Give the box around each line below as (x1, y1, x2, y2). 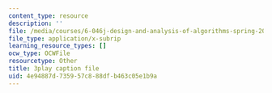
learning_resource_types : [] (8, 42, 107, 50)
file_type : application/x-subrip (8, 34, 121, 43)
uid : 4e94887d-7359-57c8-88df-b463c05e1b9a (8, 72, 158, 80)
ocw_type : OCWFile (8, 49, 70, 57)
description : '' (8, 19, 63, 27)
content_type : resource (8, 11, 89, 20)
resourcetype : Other (8, 57, 79, 66)
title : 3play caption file (8, 65, 100, 73)
